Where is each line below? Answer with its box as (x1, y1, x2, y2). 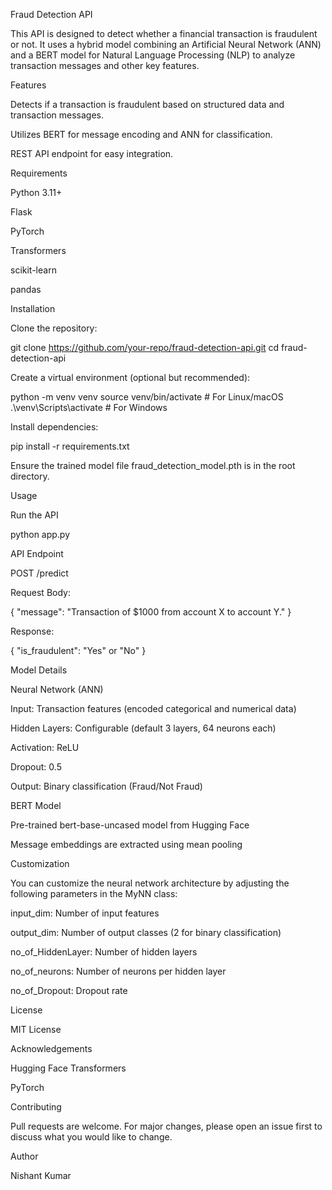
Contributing (10, 1101, 62, 1113)
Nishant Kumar (10, 1170, 72, 1181)
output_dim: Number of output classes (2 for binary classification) (10, 927, 282, 938)
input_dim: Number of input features (10, 907, 160, 919)
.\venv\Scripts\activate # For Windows (10, 402, 168, 413)
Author (10, 1150, 39, 1162)
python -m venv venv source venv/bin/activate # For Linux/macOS (10, 391, 284, 403)
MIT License (10, 1024, 62, 1035)
